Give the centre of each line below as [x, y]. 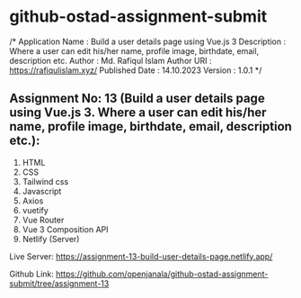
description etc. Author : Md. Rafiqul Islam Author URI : [111, 60]
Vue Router [43, 220]
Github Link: [31, 274]
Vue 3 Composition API [65, 229]
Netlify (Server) [51, 239]
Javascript [42, 191]
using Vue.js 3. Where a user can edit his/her [138, 113]
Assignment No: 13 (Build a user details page [137, 99]
